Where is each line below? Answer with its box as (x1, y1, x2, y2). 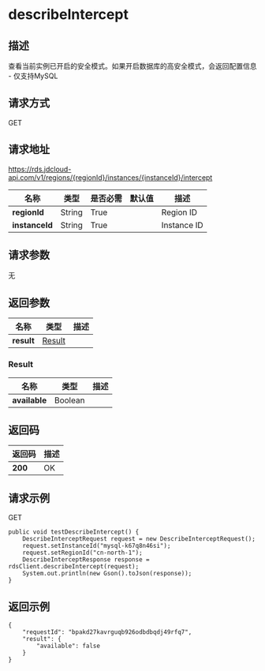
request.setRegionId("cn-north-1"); (22, 549, 144, 557)
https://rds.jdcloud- (8, 164, 72, 174)
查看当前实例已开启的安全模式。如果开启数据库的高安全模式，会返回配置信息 (8, 62, 257, 70)
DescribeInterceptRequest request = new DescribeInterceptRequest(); (22, 535, 256, 543)
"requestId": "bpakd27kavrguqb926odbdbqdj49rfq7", (22, 628, 192, 636)
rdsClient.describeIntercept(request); (8, 563, 140, 571)
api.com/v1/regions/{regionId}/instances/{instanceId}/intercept (8, 172, 213, 182)
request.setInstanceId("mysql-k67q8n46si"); (22, 542, 171, 550)
